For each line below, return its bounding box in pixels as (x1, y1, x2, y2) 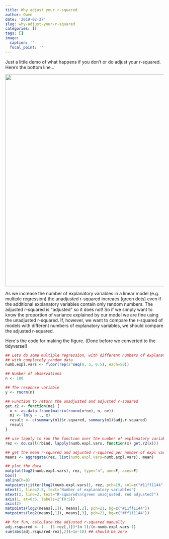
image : (5, 36, 19, 41)
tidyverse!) (5, 343, 28, 349)
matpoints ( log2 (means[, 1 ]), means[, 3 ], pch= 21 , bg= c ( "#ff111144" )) (5, 511, 150, 516)
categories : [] (5, 26, 37, 31)
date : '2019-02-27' (5, 17, 46, 22)
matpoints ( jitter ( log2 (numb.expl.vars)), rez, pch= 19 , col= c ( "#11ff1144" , (5, 482, 165, 488)
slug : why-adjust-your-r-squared (5, 21, 75, 27)
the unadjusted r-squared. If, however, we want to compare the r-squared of (5, 317, 163, 323)
